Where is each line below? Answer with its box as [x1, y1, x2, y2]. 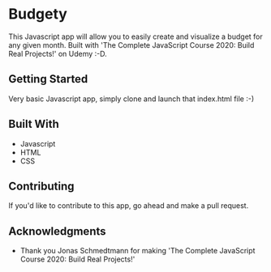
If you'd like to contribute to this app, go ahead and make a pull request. [8, 201, 249, 210]
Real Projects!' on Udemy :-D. [8, 49, 107, 58]
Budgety [8, 5, 67, 23]
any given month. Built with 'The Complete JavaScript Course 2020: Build [8, 40, 255, 49]
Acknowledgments [8, 224, 107, 238]
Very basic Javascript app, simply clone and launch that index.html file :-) [8, 94, 255, 104]
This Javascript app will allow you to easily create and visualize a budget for [8, 32, 263, 41]
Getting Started [8, 72, 88, 86]
